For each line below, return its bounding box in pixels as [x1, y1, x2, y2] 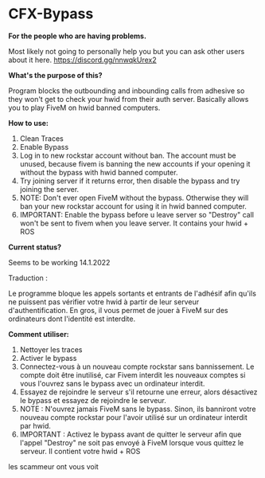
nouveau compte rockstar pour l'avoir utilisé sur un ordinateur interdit [19, 412, 248, 422]
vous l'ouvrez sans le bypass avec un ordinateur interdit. [19, 378, 205, 388]
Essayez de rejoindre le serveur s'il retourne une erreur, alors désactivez [19, 387, 258, 397]
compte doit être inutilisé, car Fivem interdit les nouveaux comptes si [19, 370, 246, 379]
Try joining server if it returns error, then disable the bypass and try [19, 176, 240, 186]
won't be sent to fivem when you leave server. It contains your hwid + [19, 218, 249, 228]
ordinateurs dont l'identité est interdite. [8, 314, 136, 323]
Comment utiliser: [8, 329, 69, 339]
